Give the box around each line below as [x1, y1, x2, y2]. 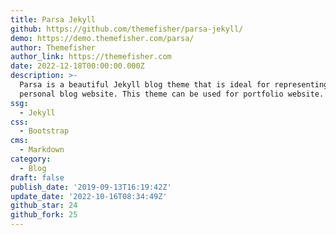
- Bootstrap [19, 126, 70, 136]
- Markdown [19, 145, 65, 155]
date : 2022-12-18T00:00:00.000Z [10, 61, 145, 71]
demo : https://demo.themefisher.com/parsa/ [10, 33, 195, 43]
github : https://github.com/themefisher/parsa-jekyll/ [10, 24, 244, 34]
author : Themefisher [10, 42, 97, 53]
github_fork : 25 [10, 210, 78, 220]
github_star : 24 [10, 201, 78, 211]
